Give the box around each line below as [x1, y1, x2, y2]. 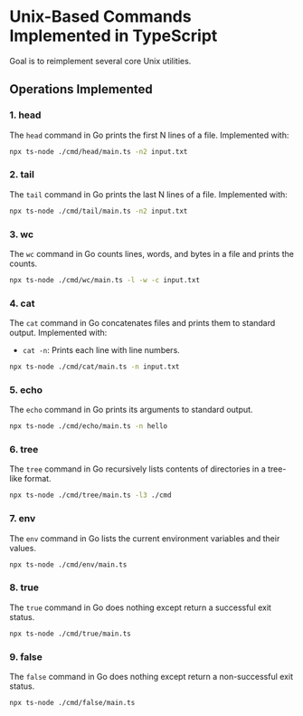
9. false [9, 650, 43, 663]
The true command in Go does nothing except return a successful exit [9, 602, 271, 613]
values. [9, 542, 36, 553]
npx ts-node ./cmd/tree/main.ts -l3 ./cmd [9, 491, 172, 500]
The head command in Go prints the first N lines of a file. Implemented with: [9, 129, 289, 140]
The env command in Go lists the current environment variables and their [9, 532, 280, 544]
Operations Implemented [9, 81, 153, 97]
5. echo [9, 383, 43, 396]
